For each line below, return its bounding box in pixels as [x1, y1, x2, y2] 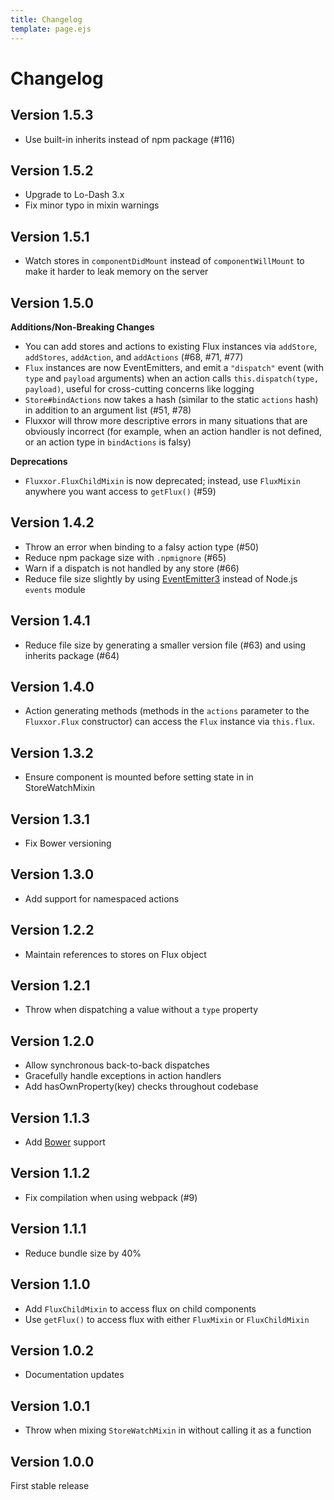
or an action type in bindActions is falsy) [24, 436, 192, 448]
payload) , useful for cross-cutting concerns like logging [24, 382, 255, 395]
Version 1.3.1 [10, 811, 90, 828]
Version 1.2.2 [10, 922, 95, 939]
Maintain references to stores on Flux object [24, 948, 207, 960]
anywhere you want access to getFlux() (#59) [24, 485, 217, 497]
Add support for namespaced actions [24, 892, 180, 905]
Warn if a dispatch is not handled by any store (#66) [24, 562, 240, 574]
